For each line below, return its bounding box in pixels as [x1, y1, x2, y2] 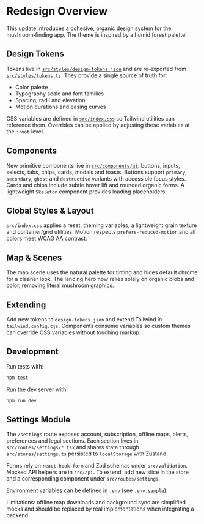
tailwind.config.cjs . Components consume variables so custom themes [6, 323, 191, 329]
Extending [6, 299, 46, 310]
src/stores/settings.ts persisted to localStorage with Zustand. [6, 450, 168, 457]
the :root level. [6, 127, 45, 135]
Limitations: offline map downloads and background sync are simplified [6, 499, 186, 506]
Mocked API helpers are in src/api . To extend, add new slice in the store [6, 468, 189, 476]
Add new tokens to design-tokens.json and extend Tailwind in [6, 316, 162, 323]
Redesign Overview [6, 4, 108, 18]
